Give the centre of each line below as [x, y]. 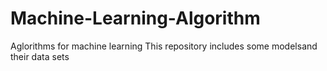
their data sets [40, 56]
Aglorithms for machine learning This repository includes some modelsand [164, 46]
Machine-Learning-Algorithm [135, 18]
